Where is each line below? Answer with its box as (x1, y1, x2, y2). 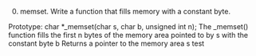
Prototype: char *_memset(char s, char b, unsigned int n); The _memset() (8, 22, 249, 31)
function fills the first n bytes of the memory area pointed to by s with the (8, 31, 249, 39)
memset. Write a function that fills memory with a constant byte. (19, 7, 231, 16)
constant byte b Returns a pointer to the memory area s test (8, 39, 205, 48)
